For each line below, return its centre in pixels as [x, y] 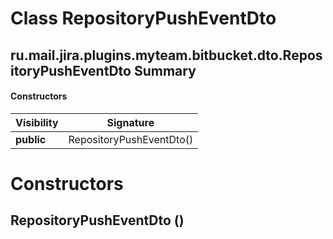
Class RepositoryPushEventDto [143, 18]
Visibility [37, 122]
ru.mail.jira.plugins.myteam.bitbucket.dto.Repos [166, 55]
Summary [165, 70]
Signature [130, 122]
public [31, 139]
